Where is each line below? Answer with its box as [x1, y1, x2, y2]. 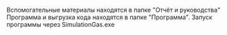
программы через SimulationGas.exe [6, 21, 115, 28]
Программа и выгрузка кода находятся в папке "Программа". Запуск [6, 13, 212, 21]
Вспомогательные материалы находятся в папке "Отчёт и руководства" [6, 6, 221, 14]
